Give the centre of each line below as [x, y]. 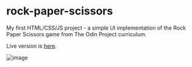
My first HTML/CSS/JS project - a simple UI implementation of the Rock [96, 28]
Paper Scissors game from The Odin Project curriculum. [77, 34]
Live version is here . [31, 46]
